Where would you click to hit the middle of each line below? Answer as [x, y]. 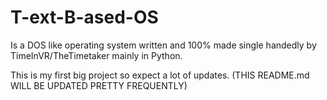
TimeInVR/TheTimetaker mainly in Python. [96, 55]
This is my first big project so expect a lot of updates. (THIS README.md [160, 75]
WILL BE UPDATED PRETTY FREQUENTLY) [99, 85]
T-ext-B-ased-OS [84, 17]
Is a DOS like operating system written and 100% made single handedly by [163, 45]
